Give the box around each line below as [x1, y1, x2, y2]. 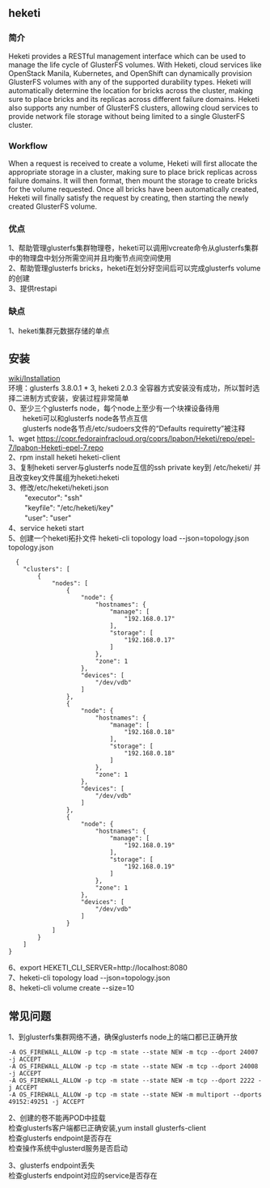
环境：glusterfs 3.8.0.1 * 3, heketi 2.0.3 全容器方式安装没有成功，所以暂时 [8, 384, 253, 393]
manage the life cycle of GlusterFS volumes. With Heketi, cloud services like [8, 60, 262, 70]
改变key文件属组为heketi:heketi [15, 473, 120, 482]
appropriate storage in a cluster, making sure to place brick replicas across [8, 167, 258, 176]
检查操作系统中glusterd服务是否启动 [8, 1143, 128, 1153]
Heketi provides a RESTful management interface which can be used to [8, 51, 247, 61]
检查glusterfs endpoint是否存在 [8, 1133, 112, 1143]
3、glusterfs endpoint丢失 [8, 1160, 95, 1170]
